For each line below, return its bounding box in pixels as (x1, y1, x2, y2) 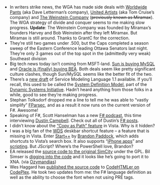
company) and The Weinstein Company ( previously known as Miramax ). (9, 15, 154, 20)
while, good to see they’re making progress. (9, 92, 98, 98)
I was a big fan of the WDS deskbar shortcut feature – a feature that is (9, 128, 149, 134)
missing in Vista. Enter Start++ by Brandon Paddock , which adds (9, 133, 139, 139)
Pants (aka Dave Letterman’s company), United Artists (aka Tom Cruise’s (9, 9, 155, 15)
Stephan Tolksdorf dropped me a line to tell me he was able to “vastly (9, 97, 149, 102)
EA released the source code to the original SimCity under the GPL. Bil (9, 149, 150, 154)
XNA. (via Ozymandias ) (9, 159, 57, 165)
